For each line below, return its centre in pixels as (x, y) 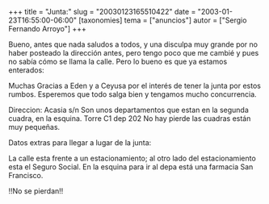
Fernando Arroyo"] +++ (48, 29)
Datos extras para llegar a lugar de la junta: (80, 143)
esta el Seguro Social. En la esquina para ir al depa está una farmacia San (131, 167)
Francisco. (26, 175)
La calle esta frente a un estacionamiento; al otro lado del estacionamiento (132, 158)
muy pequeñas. (34, 127)
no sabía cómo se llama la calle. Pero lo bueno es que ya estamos (118, 61)
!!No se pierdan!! (36, 191)
